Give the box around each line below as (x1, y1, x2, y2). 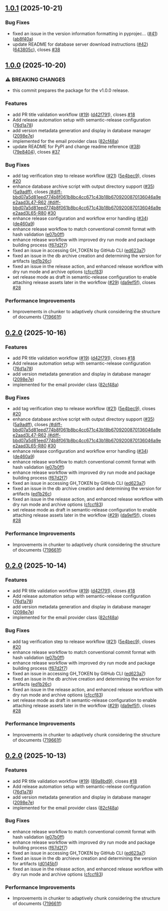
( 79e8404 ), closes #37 (12, 149, 60, 155)
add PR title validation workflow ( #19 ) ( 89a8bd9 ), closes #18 (12, 778, 137, 784)
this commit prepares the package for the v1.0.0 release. (12, 87, 129, 93)
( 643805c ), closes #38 (12, 46, 60, 52)
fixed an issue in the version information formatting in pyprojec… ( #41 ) (12, 30, 158, 37)
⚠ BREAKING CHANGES (5, 76, 66, 83)
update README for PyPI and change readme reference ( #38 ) (12, 143, 141, 150)
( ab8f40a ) (12, 36, 34, 42)
